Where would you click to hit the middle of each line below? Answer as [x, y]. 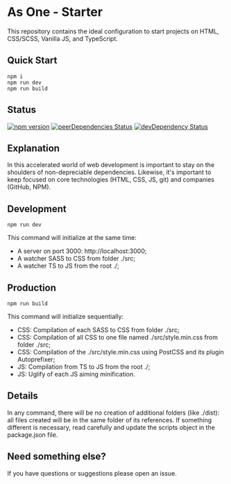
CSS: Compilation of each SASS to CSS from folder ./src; [99, 330]
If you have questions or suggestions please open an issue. [92, 473]
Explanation [34, 148]
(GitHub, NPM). [29, 187]
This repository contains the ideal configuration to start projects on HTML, [113, 31]
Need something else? [57, 457]
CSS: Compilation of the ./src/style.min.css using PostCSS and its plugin [120, 352]
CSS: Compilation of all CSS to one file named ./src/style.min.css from [118, 337]
